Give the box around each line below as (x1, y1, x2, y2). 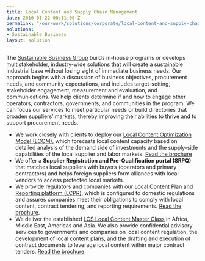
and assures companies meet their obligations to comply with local (15, 196, 184, 203)
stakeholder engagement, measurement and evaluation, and (6, 87, 157, 94)
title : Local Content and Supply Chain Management (6, 9, 138, 15)
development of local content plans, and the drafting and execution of (15, 235, 191, 242)
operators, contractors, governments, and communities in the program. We (6, 100, 195, 107)
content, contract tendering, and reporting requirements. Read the (15, 202, 182, 210)
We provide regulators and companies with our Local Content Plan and (15, 183, 193, 190)
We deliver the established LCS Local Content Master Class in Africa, (15, 215, 189, 222)
